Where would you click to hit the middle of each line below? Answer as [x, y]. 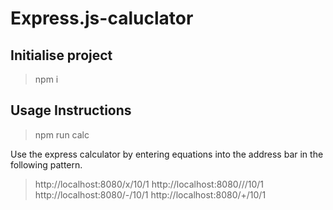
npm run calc [62, 134]
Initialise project [61, 55]
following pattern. [46, 164]
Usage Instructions [71, 110]
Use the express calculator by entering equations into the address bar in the [167, 154]
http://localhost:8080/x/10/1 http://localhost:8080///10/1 [149, 184]
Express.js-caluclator [102, 18]
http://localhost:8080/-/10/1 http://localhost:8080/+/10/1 [150, 194]
